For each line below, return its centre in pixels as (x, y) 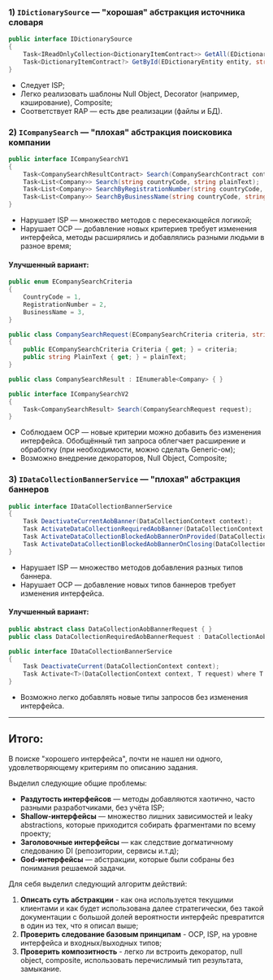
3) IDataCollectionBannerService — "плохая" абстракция (125, 479)
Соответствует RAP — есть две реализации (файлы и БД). (121, 111)
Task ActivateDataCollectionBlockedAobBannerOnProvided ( (121, 537)
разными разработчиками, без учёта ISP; (92, 807)
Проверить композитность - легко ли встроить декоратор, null (131, 952)
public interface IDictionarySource (70, 39)
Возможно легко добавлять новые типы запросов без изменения (134, 698)
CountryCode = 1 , (52, 297)
